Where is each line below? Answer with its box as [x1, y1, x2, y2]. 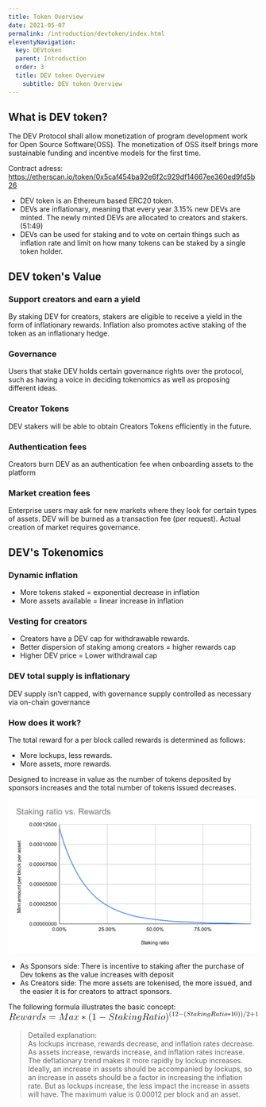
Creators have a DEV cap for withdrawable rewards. [19, 634, 191, 643]
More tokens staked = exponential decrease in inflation [19, 588, 200, 596]
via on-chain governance [8, 697, 91, 707]
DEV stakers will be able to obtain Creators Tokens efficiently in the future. [8, 421, 252, 431]
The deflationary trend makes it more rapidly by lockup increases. [27, 1055, 244, 1065]
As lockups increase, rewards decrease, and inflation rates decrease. [27, 1039, 255, 1048]
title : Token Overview [8, 13, 83, 21]
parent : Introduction [15, 55, 87, 63]
